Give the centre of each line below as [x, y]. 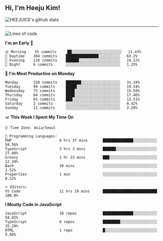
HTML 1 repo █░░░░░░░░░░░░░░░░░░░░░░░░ [81, 230]
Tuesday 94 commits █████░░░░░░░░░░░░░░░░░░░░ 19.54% [72, 87]
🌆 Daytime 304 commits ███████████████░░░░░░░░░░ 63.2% [71, 56]
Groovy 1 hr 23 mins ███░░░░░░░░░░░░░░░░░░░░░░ [81, 157]
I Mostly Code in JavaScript [33, 204]
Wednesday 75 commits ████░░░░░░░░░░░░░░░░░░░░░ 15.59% [72, 91]
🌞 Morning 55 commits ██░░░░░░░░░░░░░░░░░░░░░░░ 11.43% [73, 52]
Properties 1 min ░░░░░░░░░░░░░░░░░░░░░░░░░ [81, 174]
